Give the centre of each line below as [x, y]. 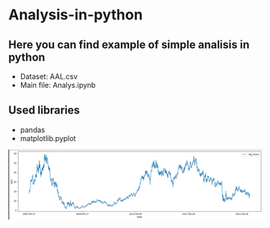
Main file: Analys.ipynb [58, 85]
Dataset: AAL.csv [49, 77]
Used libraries [44, 110]
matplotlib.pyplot [48, 138]
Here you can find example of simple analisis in [129, 45]
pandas [33, 130]
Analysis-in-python [76, 15]
